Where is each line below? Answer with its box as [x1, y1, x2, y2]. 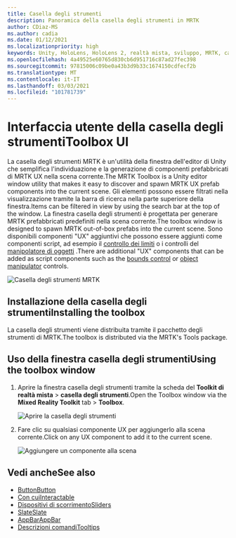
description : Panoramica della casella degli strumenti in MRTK [7, 17, 199, 24]
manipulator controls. [7, 262, 69, 271]
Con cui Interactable [17, 493, 75, 501]
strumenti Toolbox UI [7, 134, 129, 150]
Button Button [17, 485, 56, 494]
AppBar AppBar [17, 515, 61, 524]
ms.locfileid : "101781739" [7, 89, 86, 96]
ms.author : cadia [7, 30, 58, 37]
